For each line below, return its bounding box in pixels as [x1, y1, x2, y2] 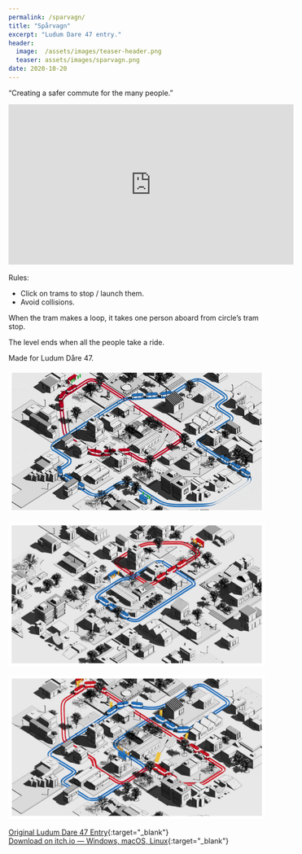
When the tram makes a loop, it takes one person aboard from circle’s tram [8, 313, 259, 322]
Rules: [8, 273, 30, 282]
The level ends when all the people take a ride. [8, 337, 165, 347]
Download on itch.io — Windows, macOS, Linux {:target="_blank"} [8, 836, 230, 846]
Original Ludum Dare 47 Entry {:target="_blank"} [8, 827, 169, 838]
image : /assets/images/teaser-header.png [15, 47, 162, 56]
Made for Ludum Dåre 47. [8, 353, 94, 362]
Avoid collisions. [20, 297, 75, 307]
